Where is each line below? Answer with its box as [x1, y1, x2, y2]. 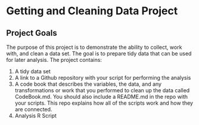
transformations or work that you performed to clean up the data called [14, 87, 190, 93]
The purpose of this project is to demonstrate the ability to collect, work [6, 43, 182, 51]
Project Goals [6, 28, 58, 38]
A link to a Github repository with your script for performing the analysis [14, 74, 191, 81]
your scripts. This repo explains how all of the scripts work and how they [14, 99, 194, 107]
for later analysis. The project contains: [6, 57, 102, 63]
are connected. [14, 106, 52, 112]
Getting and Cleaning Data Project [6, 4, 178, 18]
